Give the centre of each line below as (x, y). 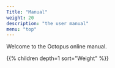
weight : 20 (20, 18)
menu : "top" (21, 29)
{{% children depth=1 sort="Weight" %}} (57, 58)
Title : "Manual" (27, 12)
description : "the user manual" (47, 23)
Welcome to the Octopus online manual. (57, 47)
